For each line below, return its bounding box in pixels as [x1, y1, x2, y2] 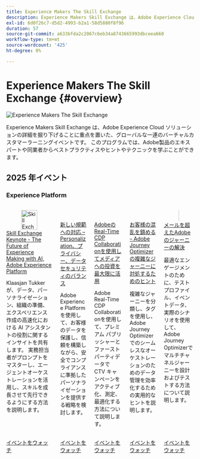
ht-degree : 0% [6, 48, 42, 54]
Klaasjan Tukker [6, 279, 46, 286]
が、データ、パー [6, 286, 48, 293]
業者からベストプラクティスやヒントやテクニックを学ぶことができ [32, 146, 195, 153]
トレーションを [6, 376, 43, 383]
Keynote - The [6, 236, 42, 243]
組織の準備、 [16, 301, 48, 308]
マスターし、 [6, 361, 38, 368]
